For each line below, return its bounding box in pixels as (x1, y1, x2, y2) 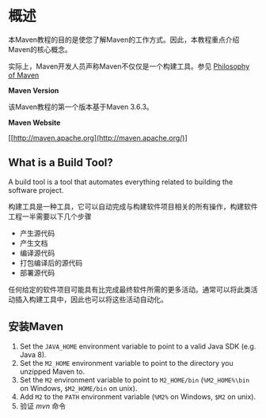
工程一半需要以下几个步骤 (8, 211, 92, 221)
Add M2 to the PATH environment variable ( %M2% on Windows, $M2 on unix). (19, 392, 256, 401)
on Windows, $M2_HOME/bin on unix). (19, 383, 138, 393)
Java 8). (19, 349, 47, 360)
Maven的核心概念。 (8, 44, 73, 54)
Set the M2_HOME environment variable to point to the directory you (19, 358, 234, 367)
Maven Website (8, 118, 61, 127)
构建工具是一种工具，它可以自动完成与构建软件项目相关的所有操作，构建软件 (8, 201, 258, 211)
